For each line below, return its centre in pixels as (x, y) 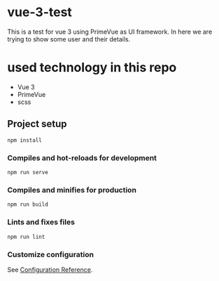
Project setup (37, 124)
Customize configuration (51, 254)
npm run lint (26, 237)
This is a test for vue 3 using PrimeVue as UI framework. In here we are (110, 32)
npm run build (28, 204)
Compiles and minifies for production (72, 190)
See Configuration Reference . (50, 269)
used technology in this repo (92, 68)
